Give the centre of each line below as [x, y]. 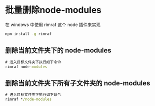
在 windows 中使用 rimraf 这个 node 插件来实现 [53, 25]
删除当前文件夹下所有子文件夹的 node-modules [78, 83]
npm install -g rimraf [28, 34]
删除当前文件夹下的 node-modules [58, 50]
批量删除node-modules [53, 10]
